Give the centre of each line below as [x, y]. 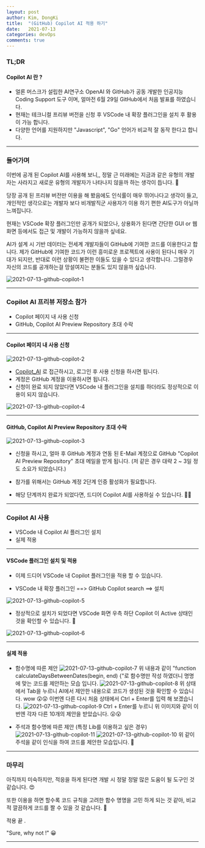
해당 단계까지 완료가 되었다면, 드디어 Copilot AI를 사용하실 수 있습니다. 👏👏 [103, 495]
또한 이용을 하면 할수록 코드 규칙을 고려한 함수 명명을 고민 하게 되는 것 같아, [95, 800]
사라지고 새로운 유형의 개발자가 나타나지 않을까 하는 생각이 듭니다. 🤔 [98, 182]
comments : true [26, 40]
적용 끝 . [16, 821]
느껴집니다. [20, 210]
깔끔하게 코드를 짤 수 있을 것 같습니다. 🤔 [60, 808]
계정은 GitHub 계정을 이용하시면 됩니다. [62, 379]
